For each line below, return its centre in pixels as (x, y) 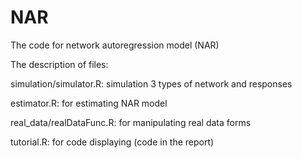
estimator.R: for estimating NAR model (89, 103)
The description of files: (59, 64)
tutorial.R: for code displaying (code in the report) (112, 142)
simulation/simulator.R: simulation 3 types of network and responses (151, 83)
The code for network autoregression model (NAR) (115, 45)
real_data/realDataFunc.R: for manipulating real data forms (131, 122)
